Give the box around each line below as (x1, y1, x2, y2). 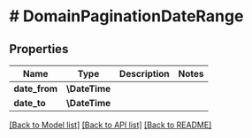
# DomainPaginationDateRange (9, 6, 244, 27)
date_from (13, 82, 58, 95)
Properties (9, 42, 69, 57)
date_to (13, 97, 46, 109)
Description (118, 68, 170, 80)
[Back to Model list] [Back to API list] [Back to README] (9, 119, 212, 130)
